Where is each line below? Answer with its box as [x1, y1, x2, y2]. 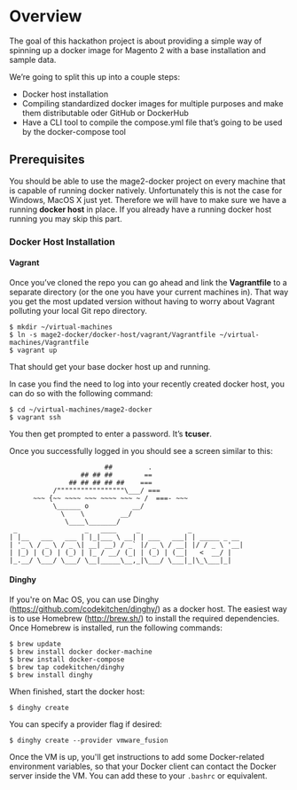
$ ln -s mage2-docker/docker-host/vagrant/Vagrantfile [9, 330, 216, 339]
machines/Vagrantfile [9, 338, 90, 347]
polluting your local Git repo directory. [9, 305, 148, 316]
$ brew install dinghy [9, 671, 93, 680]
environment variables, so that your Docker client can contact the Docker [9, 761, 277, 772]
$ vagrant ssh [9, 412, 62, 422]
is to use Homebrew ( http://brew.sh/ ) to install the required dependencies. [9, 614, 280, 624]
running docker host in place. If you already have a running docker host [9, 204, 272, 215]
